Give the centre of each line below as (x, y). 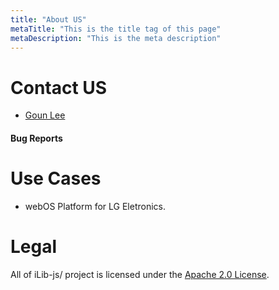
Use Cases (56, 178)
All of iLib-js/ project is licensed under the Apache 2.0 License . (140, 274)
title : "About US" (48, 19)
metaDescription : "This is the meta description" (116, 38)
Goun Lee (45, 115)
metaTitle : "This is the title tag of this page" (116, 29)
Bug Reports (36, 138)
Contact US (59, 87)
